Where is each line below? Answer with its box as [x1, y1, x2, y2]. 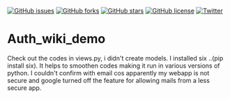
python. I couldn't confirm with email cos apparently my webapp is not [7, 68, 210, 77]
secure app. [7, 84, 42, 92]
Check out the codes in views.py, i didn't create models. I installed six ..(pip [7, 54, 224, 62]
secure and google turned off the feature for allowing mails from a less [7, 76, 210, 84]
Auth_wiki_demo [7, 31, 106, 47]
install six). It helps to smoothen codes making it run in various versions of [7, 61, 220, 70]
